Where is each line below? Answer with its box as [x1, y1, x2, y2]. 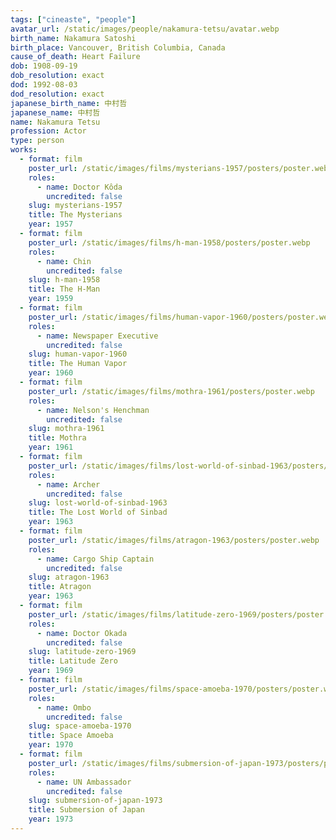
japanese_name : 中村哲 [10, 107, 101, 118]
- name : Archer [36, 479, 101, 490]
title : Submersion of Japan [28, 805, 145, 815]
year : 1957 [28, 219, 74, 230]
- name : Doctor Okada [36, 628, 128, 638]
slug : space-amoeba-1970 [28, 721, 132, 731]
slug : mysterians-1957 [28, 201, 123, 211]
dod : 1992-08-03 [10, 80, 78, 90]
